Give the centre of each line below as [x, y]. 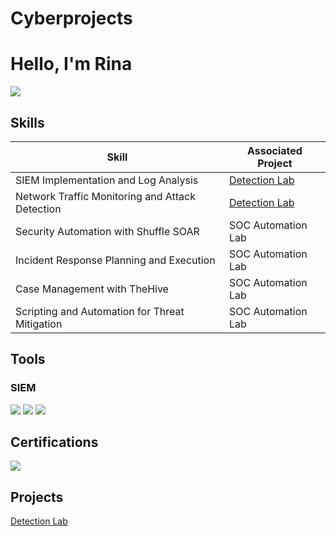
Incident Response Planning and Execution [115, 260]
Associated [275, 150]
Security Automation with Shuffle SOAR [107, 231]
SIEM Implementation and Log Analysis [107, 180]
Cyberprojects [71, 18]
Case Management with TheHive [92, 289]
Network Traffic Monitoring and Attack [105, 196]
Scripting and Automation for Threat [100, 311]
